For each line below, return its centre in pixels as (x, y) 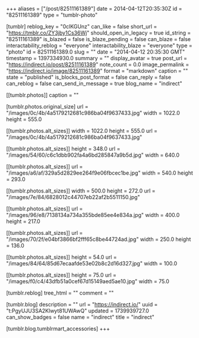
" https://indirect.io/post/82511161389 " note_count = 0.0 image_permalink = (98, 64)
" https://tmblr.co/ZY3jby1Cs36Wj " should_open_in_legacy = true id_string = (99, 33)
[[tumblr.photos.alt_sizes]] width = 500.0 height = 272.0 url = (81, 191)
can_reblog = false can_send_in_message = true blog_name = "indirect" (94, 83)
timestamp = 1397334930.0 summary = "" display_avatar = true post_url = (97, 58)
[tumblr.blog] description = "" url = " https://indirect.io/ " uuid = (82, 304)
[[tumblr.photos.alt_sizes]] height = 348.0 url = (63, 149)
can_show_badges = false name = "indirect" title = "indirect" (80, 317)
